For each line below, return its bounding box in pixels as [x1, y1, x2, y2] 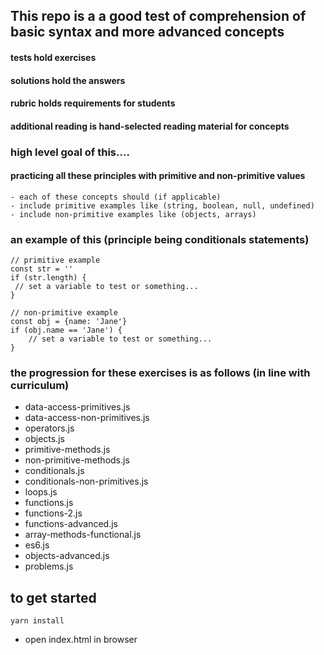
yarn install [10, 616, 65, 626]
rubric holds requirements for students [10, 97, 176, 109]
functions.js [24, 497, 74, 509]
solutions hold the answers [10, 74, 126, 86]
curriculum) [10, 379, 70, 393]
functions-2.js [24, 507, 83, 519]
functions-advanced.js [24, 518, 118, 530]
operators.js [24, 422, 75, 434]
